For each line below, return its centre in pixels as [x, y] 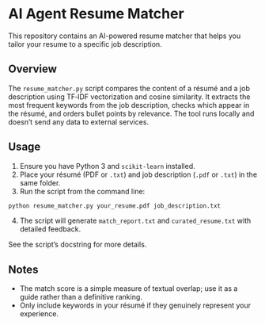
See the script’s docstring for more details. [78, 245]
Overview [33, 69]
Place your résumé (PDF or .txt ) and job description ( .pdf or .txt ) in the [138, 174]
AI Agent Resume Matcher [96, 14]
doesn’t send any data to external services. [78, 122]
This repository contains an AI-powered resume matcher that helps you [125, 36]
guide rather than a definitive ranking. [81, 297]
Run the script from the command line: [82, 191]
